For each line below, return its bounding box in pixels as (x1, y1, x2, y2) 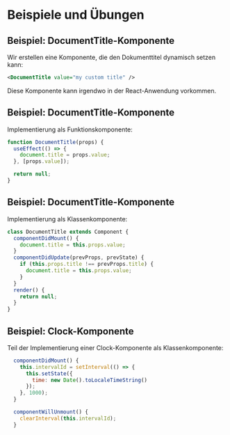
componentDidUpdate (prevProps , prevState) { (13, 254, 145, 261)
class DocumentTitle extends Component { (7, 228, 129, 235)
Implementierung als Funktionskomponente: (7, 125, 133, 134)
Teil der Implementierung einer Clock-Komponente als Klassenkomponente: (7, 343, 224, 351)
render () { (13, 286, 45, 294)
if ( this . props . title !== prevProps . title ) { (19, 261, 154, 268)
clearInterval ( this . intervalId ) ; (19, 415, 117, 422)
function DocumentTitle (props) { (7, 139, 104, 145)
